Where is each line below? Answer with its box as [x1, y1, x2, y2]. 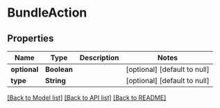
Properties [7, 33, 54, 44]
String [44, 76, 66, 85]
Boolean [44, 64, 73, 74]
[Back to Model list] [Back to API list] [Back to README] [7, 93, 167, 102]
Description [79, 53, 119, 62]
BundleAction [7, 5, 87, 21]
